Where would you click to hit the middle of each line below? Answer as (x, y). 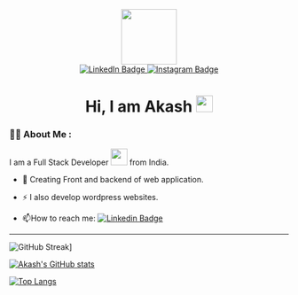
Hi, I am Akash (139, 107)
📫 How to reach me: (59, 218)
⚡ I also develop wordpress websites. (90, 198)
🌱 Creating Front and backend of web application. (113, 180)
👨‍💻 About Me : (41, 135)
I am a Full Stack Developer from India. (89, 162)
